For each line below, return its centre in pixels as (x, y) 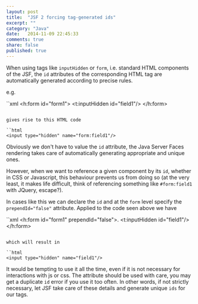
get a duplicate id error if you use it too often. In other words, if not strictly (98, 281)
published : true (26, 51)
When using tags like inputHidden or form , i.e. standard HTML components (98, 68)
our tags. (17, 294)
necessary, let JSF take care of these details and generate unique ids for (96, 288)
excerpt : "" (21, 23)
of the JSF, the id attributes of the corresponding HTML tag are (84, 74)
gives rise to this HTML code (44, 120)
